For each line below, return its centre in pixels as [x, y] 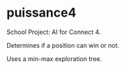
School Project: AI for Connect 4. [54, 32]
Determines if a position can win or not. [63, 45]
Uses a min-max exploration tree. [54, 59]
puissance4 [41, 13]
